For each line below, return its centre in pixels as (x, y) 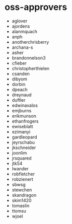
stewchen (22, 190)
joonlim (19, 152)
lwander (20, 168)
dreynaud (22, 95)
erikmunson (24, 116)
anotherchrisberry (30, 42)
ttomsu (19, 211)
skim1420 (22, 200)
